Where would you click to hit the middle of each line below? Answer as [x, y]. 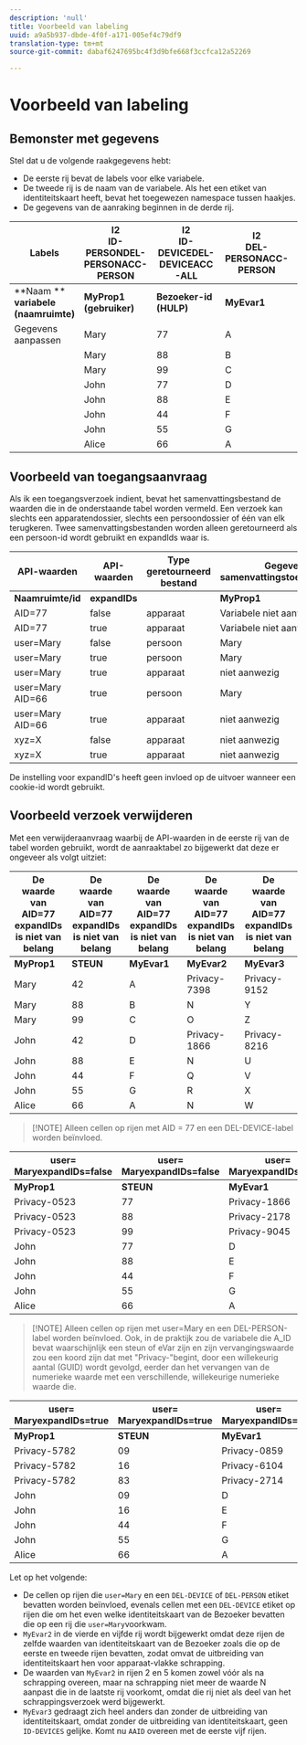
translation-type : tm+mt [57, 43]
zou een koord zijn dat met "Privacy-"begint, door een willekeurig [155, 1357]
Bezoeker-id [185, 297]
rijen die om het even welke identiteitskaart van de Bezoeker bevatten [153, 1614]
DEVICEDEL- [186, 253]
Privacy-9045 [259, 1232]
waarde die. [54, 1386]
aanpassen [38, 341]
